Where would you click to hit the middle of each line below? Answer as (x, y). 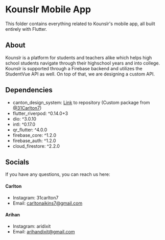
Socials (17, 162)
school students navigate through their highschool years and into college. (82, 63)
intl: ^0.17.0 (24, 124)
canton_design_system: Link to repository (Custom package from (81, 102)
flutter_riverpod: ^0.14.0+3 (40, 113)
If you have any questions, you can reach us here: (58, 174)
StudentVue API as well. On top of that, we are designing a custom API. (80, 74)
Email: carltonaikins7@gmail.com (48, 203)
